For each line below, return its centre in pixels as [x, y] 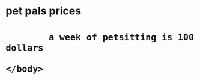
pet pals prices [44, 11]
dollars [25, 48]
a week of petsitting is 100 [121, 38]
